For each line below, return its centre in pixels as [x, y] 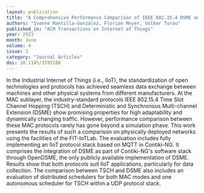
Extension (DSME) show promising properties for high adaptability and [94, 112]
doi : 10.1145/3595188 [34, 63]
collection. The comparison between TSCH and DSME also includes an [95, 170]
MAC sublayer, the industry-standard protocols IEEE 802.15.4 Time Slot [95, 99]
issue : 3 [17, 52]
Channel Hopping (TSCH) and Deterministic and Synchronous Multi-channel [102, 106]
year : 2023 [20, 35]
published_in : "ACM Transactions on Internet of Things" [80, 29]
